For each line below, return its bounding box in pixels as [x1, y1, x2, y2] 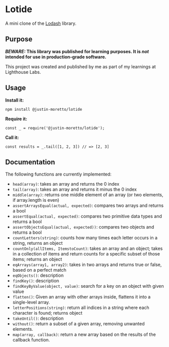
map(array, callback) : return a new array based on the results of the [12, 331, 156, 337]
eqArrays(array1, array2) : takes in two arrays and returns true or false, [12, 262, 162, 268]
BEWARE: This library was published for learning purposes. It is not [5, 48, 149, 54]
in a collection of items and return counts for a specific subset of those [12, 251, 160, 257]
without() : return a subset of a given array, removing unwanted [12, 321, 145, 327]
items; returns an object [12, 256, 62, 263]
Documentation [5, 158, 55, 166]
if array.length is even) [12, 197, 60, 203]
